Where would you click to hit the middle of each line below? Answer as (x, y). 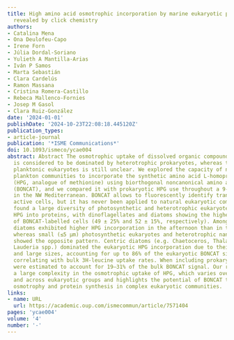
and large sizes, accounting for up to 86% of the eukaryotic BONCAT (116, 254)
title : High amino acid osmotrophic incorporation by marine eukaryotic (115, 14)
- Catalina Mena (31, 33)
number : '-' (24, 325)
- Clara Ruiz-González (40, 111)
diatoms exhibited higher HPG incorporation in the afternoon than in (118, 228)
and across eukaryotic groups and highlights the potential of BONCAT (118, 280)
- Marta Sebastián (34, 72)
